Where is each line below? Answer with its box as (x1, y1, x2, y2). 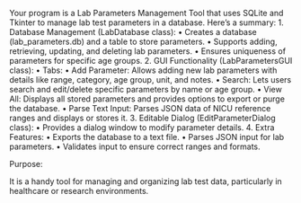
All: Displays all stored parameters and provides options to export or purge (9, 93, 286, 104)
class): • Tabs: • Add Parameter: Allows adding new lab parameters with (9, 65, 278, 75)
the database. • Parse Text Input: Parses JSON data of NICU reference (9, 103, 271, 113)
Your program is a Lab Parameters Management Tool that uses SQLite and (9, 8, 284, 18)
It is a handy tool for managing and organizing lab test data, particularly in (9, 176, 283, 187)
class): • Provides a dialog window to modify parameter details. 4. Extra (9, 122, 275, 133)
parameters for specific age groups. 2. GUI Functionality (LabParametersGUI (9, 56, 293, 66)
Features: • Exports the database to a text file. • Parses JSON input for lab (9, 132, 285, 142)
